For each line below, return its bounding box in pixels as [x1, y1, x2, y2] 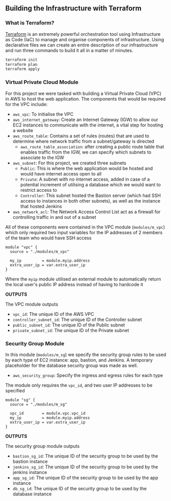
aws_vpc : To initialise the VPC [12, 111, 74, 117]
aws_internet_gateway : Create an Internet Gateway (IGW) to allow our [12, 116, 158, 122]
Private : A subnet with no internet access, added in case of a [20, 176, 150, 182]
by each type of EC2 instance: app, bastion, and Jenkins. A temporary [5, 357, 153, 363]
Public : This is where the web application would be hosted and [20, 165, 153, 171]
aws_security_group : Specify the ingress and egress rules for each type [12, 372, 163, 378]
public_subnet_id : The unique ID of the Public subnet [12, 321, 125, 328]
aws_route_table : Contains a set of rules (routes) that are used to [12, 133, 150, 139]
